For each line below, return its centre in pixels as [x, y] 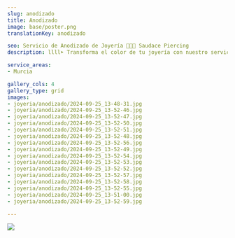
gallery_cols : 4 [31, 84]
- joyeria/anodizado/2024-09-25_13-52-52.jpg [74, 169]
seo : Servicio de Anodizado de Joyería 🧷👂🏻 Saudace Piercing [98, 46]
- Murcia [20, 71]
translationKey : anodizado [47, 33]
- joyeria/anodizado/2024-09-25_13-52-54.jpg [74, 156]
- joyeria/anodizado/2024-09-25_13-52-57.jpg [74, 176]
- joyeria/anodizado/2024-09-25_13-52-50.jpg [74, 123]
